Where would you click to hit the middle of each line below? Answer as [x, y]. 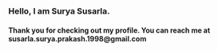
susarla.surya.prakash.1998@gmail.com [77, 38]
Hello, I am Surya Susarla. [59, 11]
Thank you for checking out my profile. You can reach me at [109, 30]
